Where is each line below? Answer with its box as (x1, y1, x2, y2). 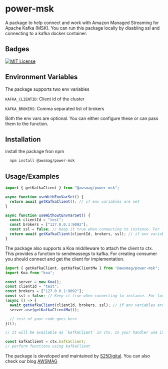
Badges (5, 45, 29, 53)
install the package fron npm (5, 149, 64, 155)
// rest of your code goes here (9, 316, 77, 321)
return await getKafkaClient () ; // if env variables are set (9, 199, 140, 204)
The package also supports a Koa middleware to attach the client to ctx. (5, 245, 153, 251)
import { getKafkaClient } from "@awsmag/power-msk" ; (5, 185, 120, 191)
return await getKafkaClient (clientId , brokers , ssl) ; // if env (9, 231, 149, 236)
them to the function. (5, 120, 48, 127)
